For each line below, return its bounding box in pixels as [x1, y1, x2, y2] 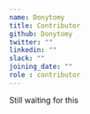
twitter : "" [9, 37, 53, 47]
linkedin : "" [9, 46, 57, 55]
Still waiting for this [9, 95, 79, 105]
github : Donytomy [9, 29, 73, 38]
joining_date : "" [9, 63, 73, 72]
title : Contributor [9, 21, 81, 30]
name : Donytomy [9, 12, 65, 22]
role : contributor [9, 71, 81, 80]
